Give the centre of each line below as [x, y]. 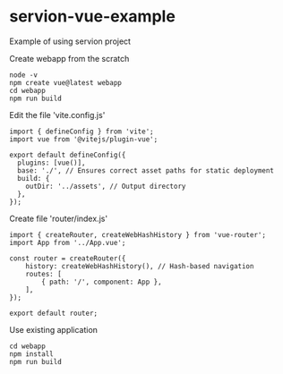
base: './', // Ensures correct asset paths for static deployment [146, 170]
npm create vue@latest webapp [66, 82]
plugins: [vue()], [52, 163]
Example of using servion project [70, 41]
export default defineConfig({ [68, 155]
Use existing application [54, 329]
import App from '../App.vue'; [68, 242]
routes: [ [44, 274]
